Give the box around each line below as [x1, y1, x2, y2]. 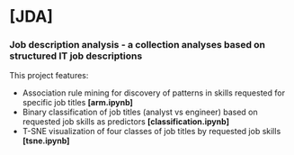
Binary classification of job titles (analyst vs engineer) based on [22, 106, 258, 118]
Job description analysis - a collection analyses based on [9, 39, 266, 51]
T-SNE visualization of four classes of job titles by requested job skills [22, 126, 281, 137]
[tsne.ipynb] [22, 135, 70, 146]
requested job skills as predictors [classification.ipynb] [22, 116, 229, 127]
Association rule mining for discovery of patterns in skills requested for [22, 87, 286, 98]
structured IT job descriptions [9, 50, 143, 62]
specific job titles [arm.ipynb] [22, 97, 133, 108]
